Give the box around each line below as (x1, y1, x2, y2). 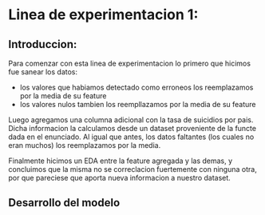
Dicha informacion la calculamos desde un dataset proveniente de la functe (8, 124, 257, 133)
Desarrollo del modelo (8, 196, 121, 209)
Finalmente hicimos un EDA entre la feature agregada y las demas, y (8, 156, 233, 165)
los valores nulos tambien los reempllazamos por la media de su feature (19, 100, 257, 109)
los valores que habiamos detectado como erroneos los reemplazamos (19, 82, 254, 92)
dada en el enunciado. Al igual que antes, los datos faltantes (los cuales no (8, 132, 255, 141)
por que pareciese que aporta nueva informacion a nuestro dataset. (8, 173, 231, 182)
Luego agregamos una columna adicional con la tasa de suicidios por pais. (8, 115, 254, 125)
